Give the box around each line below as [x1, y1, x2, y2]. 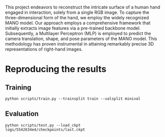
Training [5, 83, 32, 91]
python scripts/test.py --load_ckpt [5, 123, 81, 128]
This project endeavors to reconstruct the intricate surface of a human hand [5, 4, 161, 10]
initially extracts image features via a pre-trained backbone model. [5, 25, 141, 31]
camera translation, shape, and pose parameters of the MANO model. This [5, 36, 158, 42]
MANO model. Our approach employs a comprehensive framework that [5, 20, 151, 26]
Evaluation [5, 110, 39, 118]
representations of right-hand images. [5, 46, 83, 52]
